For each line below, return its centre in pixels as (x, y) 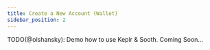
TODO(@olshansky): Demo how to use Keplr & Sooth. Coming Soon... (105, 39)
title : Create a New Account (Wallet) (62, 13)
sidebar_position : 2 (37, 20)
